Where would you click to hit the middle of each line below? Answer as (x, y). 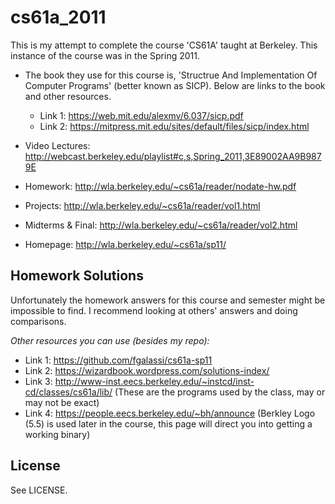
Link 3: (38, 381)
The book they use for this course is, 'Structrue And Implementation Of (171, 75)
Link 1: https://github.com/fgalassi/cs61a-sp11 (118, 360)
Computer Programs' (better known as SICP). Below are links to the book (175, 85)
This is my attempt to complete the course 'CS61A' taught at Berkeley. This (164, 45)
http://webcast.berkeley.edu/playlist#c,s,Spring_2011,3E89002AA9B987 (173, 156)
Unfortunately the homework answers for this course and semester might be (168, 300)
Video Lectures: (57, 145)
